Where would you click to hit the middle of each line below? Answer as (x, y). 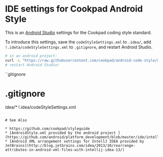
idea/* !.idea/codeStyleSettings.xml (41, 107)
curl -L (13, 60)
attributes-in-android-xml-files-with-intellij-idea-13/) (65, 150)
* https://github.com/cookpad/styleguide (48, 128)
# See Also (16, 120)
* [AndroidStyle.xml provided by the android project (61, 133)
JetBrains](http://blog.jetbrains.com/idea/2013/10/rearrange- (70, 145)
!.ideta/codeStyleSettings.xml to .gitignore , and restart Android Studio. (79, 47)
